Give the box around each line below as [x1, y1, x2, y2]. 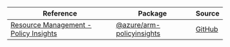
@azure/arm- [116, 20, 161, 29]
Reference [42, 9, 77, 18]
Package [138, 9, 168, 18]
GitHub [195, 25, 218, 33]
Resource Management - [10, 20, 92, 29]
